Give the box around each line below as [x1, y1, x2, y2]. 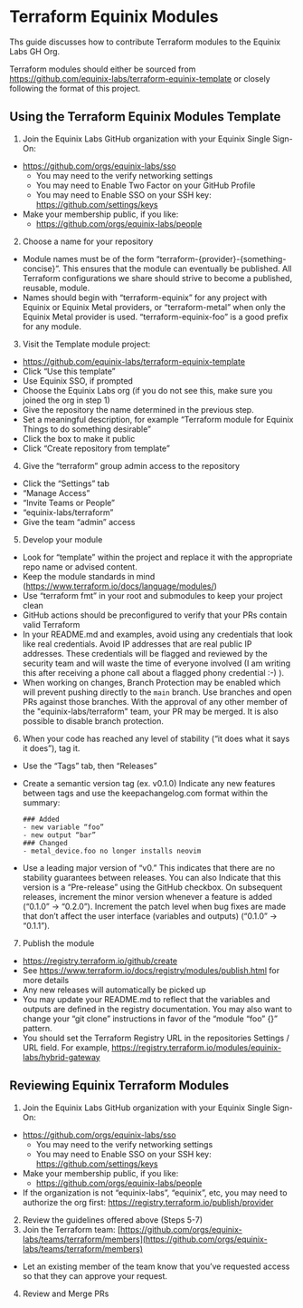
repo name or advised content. [22, 561, 137, 572]
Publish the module [22, 937, 95, 949]
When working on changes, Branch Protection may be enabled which [22, 677, 281, 688]
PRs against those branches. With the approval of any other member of [22, 696, 288, 707]
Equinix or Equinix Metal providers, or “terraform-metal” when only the [22, 301, 287, 312]
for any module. [22, 320, 81, 332]
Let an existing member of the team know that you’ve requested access [22, 1261, 290, 1272]
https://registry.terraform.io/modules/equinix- [111, 1041, 282, 1053]
